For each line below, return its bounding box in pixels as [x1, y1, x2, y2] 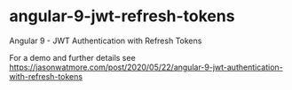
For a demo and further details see [9, 52, 136, 63]
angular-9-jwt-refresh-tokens [9, 6, 235, 26]
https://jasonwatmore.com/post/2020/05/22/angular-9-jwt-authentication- [9, 62, 283, 72]
